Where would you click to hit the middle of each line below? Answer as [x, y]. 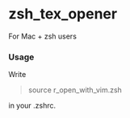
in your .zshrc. [32, 106]
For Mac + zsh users [42, 36]
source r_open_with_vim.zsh [75, 90]
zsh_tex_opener [63, 14]
